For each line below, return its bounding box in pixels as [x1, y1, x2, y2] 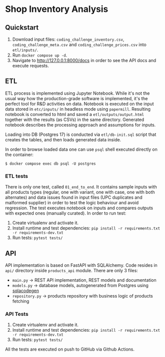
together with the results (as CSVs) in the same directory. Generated [5, 117, 144, 122]
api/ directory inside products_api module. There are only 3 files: [5, 267, 138, 273]
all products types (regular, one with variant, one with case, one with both [5, 189, 155, 195]
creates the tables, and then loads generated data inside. [5, 136, 122, 142]
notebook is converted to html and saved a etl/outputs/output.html [5, 111, 144, 117]
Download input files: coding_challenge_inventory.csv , [12, 36, 124, 42]
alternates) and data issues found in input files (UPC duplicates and [5, 194, 142, 200]
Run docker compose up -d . [12, 52, 68, 58]
